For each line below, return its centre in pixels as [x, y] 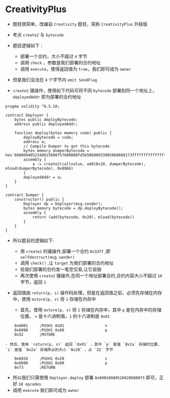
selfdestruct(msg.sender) [47, 257]
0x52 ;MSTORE [35, 334]
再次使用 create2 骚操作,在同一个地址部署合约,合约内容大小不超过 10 [91, 275]
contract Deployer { [27, 115]
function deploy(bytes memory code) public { [63, 133]
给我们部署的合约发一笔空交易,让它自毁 [61, 269]
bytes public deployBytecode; [46, 120]
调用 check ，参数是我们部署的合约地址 [60, 62]
